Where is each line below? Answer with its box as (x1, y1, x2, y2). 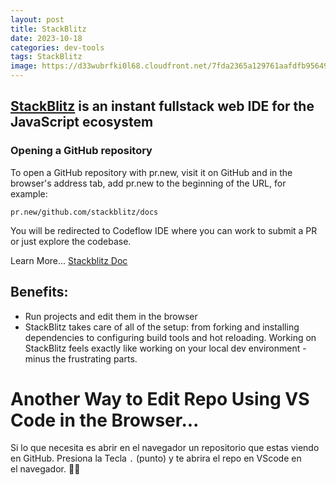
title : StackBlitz (10, 24, 87, 34)
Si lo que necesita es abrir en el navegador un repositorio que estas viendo (10, 442, 320, 454)
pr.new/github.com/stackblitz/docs (10, 207, 159, 217)
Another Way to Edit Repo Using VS (10, 387, 310, 410)
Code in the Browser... (10, 409, 200, 431)
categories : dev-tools (10, 42, 105, 53)
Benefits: (10, 284, 69, 301)
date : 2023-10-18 (10, 33, 83, 43)
